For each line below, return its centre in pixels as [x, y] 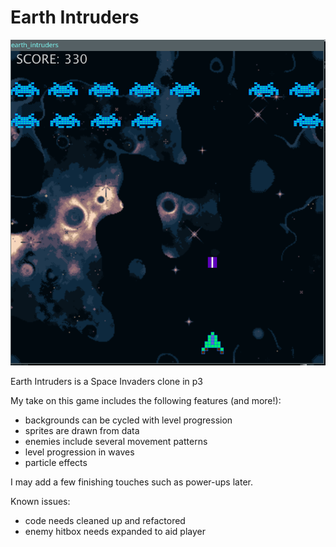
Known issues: [40, 502]
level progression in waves [79, 452]
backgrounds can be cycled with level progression [128, 420]
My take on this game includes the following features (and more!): [146, 401]
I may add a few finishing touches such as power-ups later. [131, 482]
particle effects [56, 463]
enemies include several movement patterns [116, 442]
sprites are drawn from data [82, 431]
